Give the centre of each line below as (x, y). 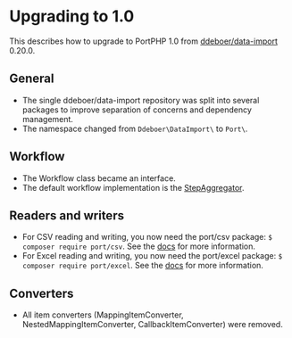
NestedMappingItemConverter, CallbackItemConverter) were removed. (152, 325)
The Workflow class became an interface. (99, 178)
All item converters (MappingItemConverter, (103, 315)
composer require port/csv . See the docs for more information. (139, 246)
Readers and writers (67, 215)
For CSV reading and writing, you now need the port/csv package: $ (147, 237)
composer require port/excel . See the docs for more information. (142, 266)
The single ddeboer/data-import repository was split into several (141, 100)
